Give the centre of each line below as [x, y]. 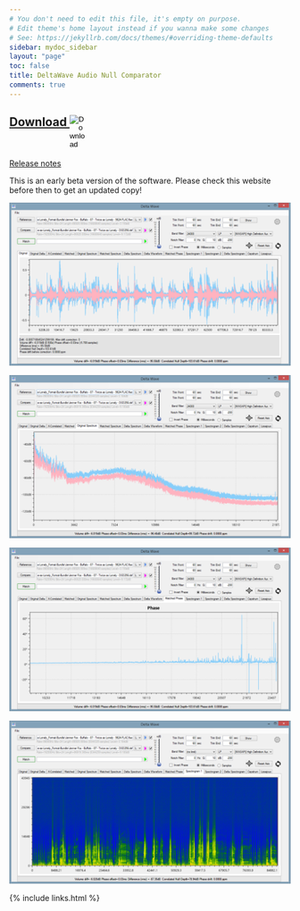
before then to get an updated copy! [76, 190]
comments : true [37, 85]
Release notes [35, 163]
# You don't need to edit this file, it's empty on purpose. [125, 19]
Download [38, 122]
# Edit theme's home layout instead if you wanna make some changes [139, 28]
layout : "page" [37, 57]
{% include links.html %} [54, 898]
